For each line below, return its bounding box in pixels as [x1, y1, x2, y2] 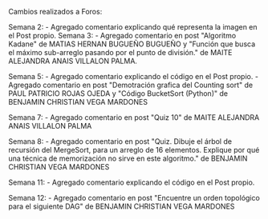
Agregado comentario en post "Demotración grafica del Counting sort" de [8, 80, 254, 90]
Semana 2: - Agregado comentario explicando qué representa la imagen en [8, 22, 258, 31]
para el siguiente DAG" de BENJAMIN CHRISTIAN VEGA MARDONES [8, 201, 235, 211]
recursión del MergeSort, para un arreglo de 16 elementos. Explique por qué [8, 145, 260, 154]
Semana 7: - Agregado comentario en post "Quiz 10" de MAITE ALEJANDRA [8, 113, 260, 122]
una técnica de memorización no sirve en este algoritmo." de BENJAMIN [8, 153, 248, 163]
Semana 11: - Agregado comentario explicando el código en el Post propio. [8, 177, 255, 187]
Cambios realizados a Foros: [8, 7, 103, 16]
